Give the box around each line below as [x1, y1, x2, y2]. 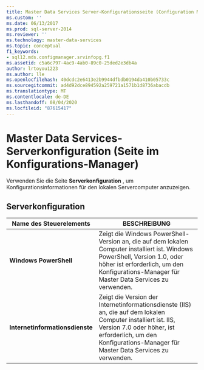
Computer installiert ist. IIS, [98, 316, 175, 324]
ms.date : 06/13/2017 [6, 20, 59, 26]
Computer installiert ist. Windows [98, 245, 193, 253]
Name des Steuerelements [12, 220, 90, 228]
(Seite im [113, 144, 159, 158]
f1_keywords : [6, 49, 39, 55]
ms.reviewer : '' [6, 32, 47, 38]
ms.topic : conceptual [6, 43, 61, 49]
